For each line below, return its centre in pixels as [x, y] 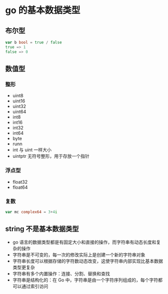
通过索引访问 [35, 286]
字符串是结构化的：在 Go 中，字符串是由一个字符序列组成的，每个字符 [85, 280]
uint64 [19, 112]
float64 [20, 187]
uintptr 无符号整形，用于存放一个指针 [51, 156]
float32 [20, 182]
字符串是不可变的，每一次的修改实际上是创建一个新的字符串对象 [79, 255]
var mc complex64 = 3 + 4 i [31, 212]
